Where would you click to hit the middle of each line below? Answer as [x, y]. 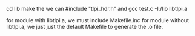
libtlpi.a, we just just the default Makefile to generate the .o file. [85, 27]
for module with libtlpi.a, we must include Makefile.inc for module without [98, 20]
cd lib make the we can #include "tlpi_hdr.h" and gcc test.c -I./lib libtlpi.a [97, 9]
